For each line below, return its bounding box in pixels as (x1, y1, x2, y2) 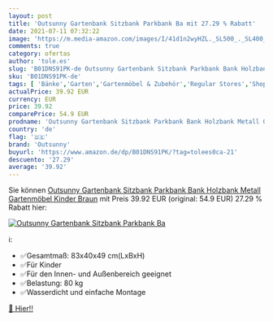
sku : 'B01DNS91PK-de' (8, 72, 82, 80)
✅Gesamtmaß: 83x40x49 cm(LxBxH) (19, 251, 145, 261)
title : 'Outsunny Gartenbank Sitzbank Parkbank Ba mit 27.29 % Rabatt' (8, 20, 256, 28)
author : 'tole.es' (8, 58, 71, 66)
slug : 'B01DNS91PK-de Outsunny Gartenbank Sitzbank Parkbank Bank (8, 65, 238, 73)
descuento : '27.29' (8, 155, 75, 163)
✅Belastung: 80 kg (19, 278, 84, 288)
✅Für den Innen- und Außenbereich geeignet (19, 269, 172, 279)
